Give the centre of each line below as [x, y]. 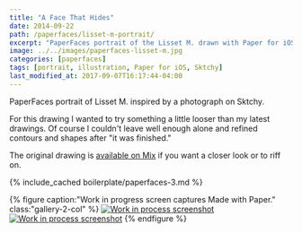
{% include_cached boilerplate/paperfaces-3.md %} [107, 182]
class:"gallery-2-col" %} [54, 209]
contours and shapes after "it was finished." [91, 138]
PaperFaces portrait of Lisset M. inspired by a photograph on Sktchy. [137, 101]
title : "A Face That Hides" [62, 17]
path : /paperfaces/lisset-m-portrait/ [82, 34]
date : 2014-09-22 [42, 26]
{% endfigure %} [155, 218]
